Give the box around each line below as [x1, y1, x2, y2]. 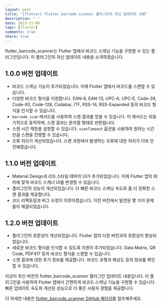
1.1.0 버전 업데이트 [5, 159, 57, 168]
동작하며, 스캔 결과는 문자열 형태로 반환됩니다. [29, 120, 116, 125]
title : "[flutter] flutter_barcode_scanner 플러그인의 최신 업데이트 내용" [5, 12, 148, 16]
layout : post [5, 7, 31, 12]
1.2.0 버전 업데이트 [5, 219, 59, 227]
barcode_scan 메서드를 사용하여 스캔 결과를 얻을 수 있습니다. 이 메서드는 [12, 113, 148, 119]
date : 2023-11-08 [5, 20, 40, 26]
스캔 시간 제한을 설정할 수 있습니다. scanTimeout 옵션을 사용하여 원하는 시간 [12, 125, 155, 131]
